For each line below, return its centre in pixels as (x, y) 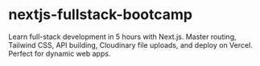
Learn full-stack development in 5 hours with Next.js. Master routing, (122, 37)
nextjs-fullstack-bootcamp (101, 15)
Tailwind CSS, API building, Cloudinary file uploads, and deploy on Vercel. (131, 45)
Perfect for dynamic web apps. (60, 53)
